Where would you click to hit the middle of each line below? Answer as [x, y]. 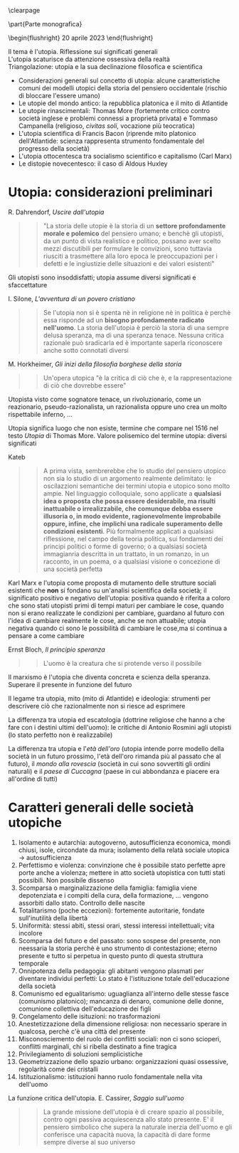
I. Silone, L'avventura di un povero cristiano [72, 299]
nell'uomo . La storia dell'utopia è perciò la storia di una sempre [136, 327]
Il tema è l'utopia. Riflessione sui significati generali [83, 52]
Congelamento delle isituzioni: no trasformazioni [89, 1016]
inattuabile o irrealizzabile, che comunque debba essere [128, 509]
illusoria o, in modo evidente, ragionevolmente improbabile [132, 516]
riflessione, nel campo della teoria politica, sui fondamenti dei [133, 538]
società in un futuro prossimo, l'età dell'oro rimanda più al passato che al [115, 756]
